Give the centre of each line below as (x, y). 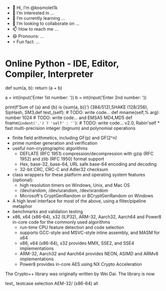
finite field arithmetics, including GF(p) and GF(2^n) (65, 138)
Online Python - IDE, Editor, (62, 64)
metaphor (22, 206)
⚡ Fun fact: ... (26, 42)
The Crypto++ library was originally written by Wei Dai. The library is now (80, 274)
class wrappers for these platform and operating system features (79, 175)
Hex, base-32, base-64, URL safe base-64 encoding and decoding (88, 164)
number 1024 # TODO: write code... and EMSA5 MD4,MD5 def (69, 117)
